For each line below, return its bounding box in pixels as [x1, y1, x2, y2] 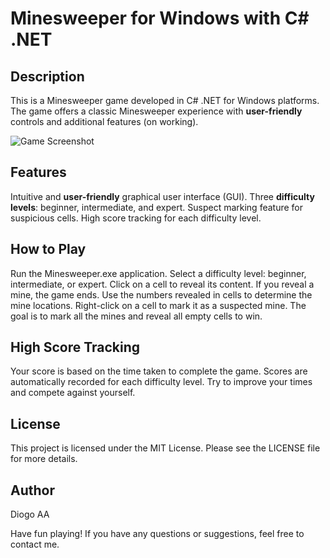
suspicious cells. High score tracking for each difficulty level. [10, 212, 262, 224]
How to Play [10, 241, 87, 258]
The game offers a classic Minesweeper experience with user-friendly [10, 105, 303, 117]
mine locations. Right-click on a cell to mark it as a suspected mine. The [10, 299, 307, 311]
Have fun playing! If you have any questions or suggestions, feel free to [10, 528, 305, 540]
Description [10, 68, 85, 85]
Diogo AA [10, 508, 50, 521]
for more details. [10, 453, 78, 465]
